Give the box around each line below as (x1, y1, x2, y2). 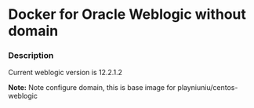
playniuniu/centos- (177, 83, 238, 92)
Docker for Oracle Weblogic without (8, 5, 247, 23)
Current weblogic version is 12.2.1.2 (8, 68, 123, 77)
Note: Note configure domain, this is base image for (8, 83, 176, 92)
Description (8, 50, 54, 61)
